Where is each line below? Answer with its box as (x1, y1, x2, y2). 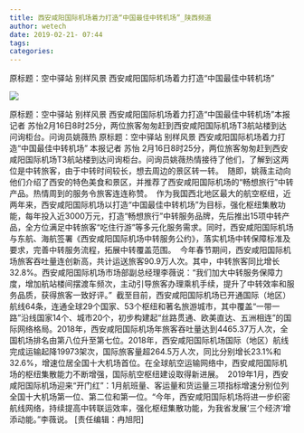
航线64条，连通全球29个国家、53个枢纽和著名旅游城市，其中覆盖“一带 (9, 301, 273, 312)
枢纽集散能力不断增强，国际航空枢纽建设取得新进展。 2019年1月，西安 (24, 369, 290, 380)
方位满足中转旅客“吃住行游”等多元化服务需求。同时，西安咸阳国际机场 (33, 222, 294, 233)
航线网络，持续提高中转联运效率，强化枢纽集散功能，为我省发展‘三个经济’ (9, 403, 283, 414)
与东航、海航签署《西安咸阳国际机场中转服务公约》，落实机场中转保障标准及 (9, 233, 291, 244)
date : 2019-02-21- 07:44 (9, 30, 103, 39)
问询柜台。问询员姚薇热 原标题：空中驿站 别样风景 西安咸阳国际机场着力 (9, 132, 278, 143)
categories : (9, 47, 54, 56)
